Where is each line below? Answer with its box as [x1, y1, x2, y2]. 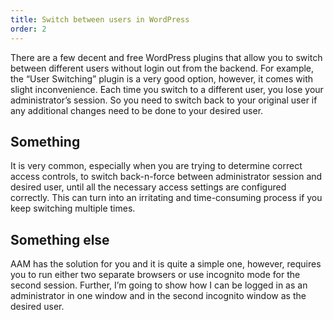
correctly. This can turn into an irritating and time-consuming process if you [10, 192, 323, 204]
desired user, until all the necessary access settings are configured [10, 181, 287, 193]
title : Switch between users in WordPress [10, 14, 190, 25]
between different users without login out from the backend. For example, [10, 62, 315, 74]
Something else [10, 231, 110, 248]
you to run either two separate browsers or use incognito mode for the [10, 269, 301, 281]
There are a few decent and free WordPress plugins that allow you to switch [10, 51, 323, 63]
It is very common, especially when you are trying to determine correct [10, 160, 303, 172]
